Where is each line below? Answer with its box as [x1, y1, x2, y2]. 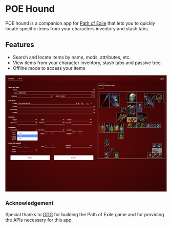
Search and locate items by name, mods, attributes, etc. [12, 54, 131, 60]
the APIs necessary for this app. [5, 217, 73, 223]
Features [5, 41, 34, 49]
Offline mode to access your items [12, 65, 85, 71]
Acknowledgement [5, 200, 54, 207]
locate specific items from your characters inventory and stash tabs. [5, 25, 149, 31]
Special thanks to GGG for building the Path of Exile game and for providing [5, 211, 164, 217]
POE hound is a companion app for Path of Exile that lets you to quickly [5, 20, 155, 26]
